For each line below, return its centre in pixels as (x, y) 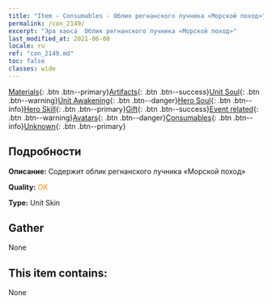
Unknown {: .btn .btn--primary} (75, 126)
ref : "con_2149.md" (41, 54)
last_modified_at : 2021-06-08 (59, 39)
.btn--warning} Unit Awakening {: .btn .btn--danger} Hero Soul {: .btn (120, 100)
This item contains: (58, 273)
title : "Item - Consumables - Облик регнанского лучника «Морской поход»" (137, 16)
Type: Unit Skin (34, 203)
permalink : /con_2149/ (47, 24)
